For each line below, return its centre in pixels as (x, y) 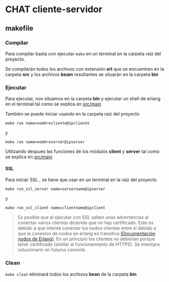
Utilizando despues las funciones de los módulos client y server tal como (82, 152)
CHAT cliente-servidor (54, 9)
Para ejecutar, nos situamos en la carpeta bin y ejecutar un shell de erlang (83, 99)
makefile (19, 28)
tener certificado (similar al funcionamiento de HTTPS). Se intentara (89, 244)
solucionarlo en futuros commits (51, 250)
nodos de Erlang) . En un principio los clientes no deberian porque (86, 239)
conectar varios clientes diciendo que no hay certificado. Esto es (86, 223)
